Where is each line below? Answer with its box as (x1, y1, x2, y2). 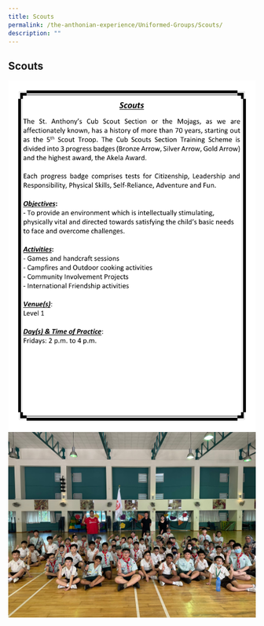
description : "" (8, 29, 61, 37)
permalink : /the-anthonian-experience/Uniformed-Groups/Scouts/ (8, 20, 223, 29)
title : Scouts (8, 13, 55, 20)
